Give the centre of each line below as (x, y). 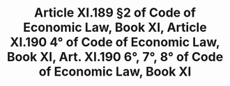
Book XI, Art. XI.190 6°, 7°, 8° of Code (115, 57)
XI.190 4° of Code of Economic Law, (115, 42)
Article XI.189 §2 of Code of (115, 13)
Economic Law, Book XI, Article (115, 27)
